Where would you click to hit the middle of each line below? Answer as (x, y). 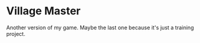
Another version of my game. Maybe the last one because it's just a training (100, 27)
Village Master (44, 11)
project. (16, 33)
